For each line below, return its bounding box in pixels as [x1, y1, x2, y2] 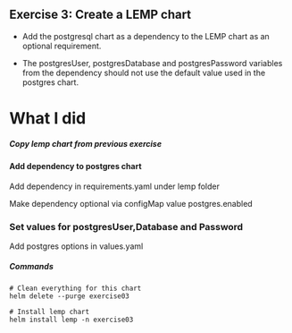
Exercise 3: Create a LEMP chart [9, 7, 192, 22]
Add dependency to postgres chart [9, 160, 142, 171]
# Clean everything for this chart [9, 284, 142, 293]
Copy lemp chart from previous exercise [9, 138, 163, 149]
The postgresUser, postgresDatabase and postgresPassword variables [21, 57, 283, 68]
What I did [9, 108, 87, 128]
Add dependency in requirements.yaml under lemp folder [9, 181, 221, 192]
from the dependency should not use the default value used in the [21, 67, 266, 78]
